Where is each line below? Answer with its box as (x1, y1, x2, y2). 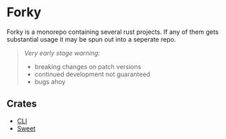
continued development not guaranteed (34, 70, 150, 78)
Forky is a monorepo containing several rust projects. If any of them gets (6, 28, 219, 36)
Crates (6, 98, 37, 110)
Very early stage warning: (23, 49, 101, 57)
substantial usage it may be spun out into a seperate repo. (6, 35, 176, 43)
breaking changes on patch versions (34, 62, 142, 71)
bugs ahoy (34, 77, 66, 85)
